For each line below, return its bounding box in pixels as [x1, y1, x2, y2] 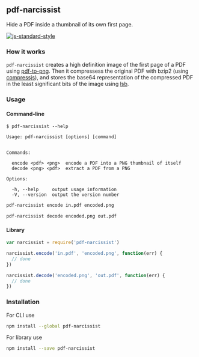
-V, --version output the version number [11, 192, 120, 198]
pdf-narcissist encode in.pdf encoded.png [6, 203, 114, 209]
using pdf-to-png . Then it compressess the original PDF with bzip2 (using [6, 67, 189, 75]
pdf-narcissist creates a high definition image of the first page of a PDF [6, 61, 186, 69]
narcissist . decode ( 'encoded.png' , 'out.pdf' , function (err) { [6, 272, 165, 278]
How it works [6, 47, 46, 56]
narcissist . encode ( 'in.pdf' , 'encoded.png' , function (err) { [6, 251, 163, 257]
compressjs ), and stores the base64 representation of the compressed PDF [6, 74, 194, 81]
